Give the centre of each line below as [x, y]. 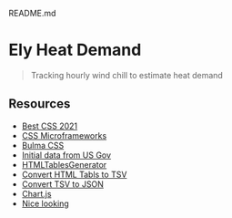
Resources [40, 104]
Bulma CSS [43, 145]
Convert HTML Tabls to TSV [74, 174]
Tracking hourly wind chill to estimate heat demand [127, 75]
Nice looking [45, 203]
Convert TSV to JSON [62, 184]
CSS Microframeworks [64, 135]
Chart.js [36, 193]
